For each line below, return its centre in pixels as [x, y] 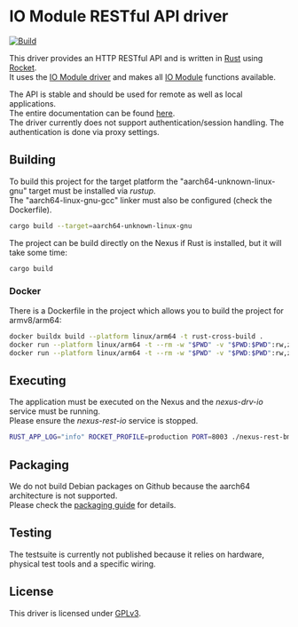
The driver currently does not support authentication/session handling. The [147, 123]
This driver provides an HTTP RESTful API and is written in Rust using [136, 58]
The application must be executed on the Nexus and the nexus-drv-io [136, 402]
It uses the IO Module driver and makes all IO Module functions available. [143, 76]
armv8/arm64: [35, 320]
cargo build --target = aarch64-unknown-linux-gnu [101, 226]
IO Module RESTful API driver [119, 16]
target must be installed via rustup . [93, 190]
